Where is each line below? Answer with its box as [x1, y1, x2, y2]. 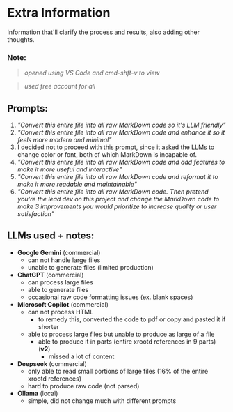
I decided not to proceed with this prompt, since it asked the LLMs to [17, 143, 215, 151]
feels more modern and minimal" [17, 136, 112, 144]
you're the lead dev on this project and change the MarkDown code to [17, 195, 220, 204]
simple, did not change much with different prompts [27, 396, 177, 405]
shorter [38, 322, 59, 330]
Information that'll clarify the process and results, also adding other [7, 28, 200, 36]
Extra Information [7, 5, 111, 21]
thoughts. [7, 35, 35, 43]
